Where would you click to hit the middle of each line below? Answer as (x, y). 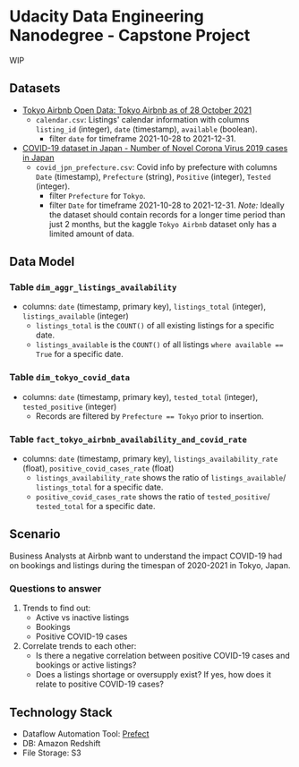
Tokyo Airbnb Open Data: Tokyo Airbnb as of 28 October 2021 (137, 110)
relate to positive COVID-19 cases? (99, 684)
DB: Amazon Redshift (61, 743)
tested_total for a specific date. (95, 507)
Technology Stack (61, 712)
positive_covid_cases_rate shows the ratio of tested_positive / (153, 497)
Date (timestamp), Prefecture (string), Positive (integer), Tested (153, 176)
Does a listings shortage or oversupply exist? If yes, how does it (153, 675)
